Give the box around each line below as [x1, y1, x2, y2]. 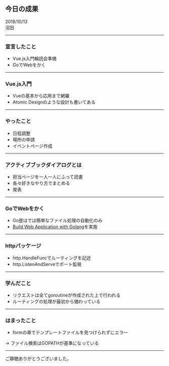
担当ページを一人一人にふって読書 [12, 174, 83, 180]
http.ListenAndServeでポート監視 [12, 261, 82, 267]
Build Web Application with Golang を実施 [12, 224, 98, 230]
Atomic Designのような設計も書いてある [12, 99, 96, 105]
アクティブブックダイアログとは [5, 161, 82, 168]
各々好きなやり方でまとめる [12, 180, 70, 186]
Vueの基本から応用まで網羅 [12, 93, 69, 99]
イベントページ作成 [12, 143, 53, 149]
